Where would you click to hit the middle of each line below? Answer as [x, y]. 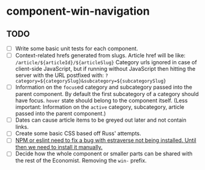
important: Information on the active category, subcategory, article [100, 107]
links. [22, 127]
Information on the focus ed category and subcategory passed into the [104, 87]
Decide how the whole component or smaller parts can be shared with [104, 153]
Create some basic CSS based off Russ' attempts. [78, 133]
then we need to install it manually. [59, 147]
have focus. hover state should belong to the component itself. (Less [101, 101]
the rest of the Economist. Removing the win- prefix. [81, 161]
